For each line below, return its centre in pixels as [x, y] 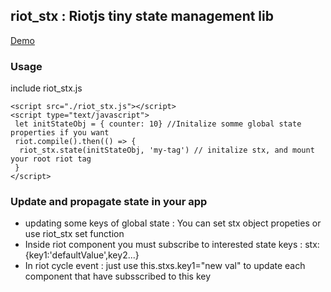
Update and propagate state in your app [109, 202]
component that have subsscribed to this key [118, 276]
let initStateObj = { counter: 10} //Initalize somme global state [158, 124]
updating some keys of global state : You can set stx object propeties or [173, 223]
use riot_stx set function [74, 234]
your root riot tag [51, 159]
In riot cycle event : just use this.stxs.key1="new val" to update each [165, 266]
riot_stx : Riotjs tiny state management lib [142, 16]
